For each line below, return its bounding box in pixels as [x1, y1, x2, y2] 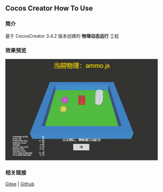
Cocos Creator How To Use [5, 4, 93, 13]
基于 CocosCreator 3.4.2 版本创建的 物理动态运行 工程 [5, 33, 119, 39]
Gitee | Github [5, 181, 35, 187]
